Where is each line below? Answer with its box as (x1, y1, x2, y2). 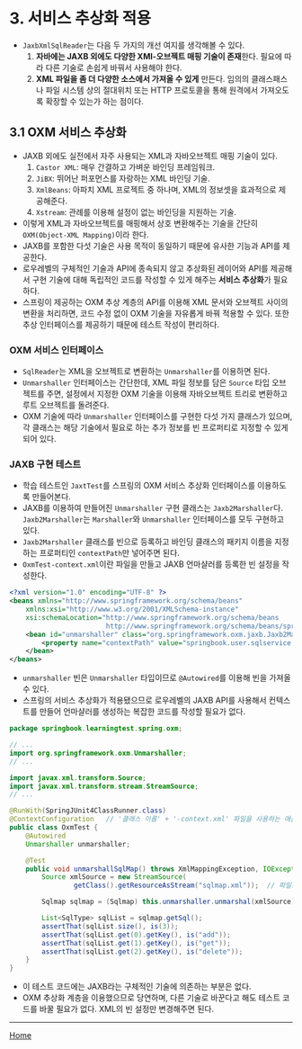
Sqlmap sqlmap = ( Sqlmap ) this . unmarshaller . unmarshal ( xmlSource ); (41, 897, 299, 907)
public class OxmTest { (9, 823, 99, 832)
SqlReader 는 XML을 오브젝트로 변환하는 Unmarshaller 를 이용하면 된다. (22, 366, 271, 377)
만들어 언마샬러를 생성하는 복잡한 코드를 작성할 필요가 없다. (39, 706, 245, 717)
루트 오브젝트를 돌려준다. (22, 399, 110, 410)
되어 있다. (22, 434, 57, 444)
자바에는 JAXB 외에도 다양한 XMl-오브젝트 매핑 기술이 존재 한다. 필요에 (35, 50, 283, 61)
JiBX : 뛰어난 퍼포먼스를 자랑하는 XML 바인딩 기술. (35, 173, 210, 184)
